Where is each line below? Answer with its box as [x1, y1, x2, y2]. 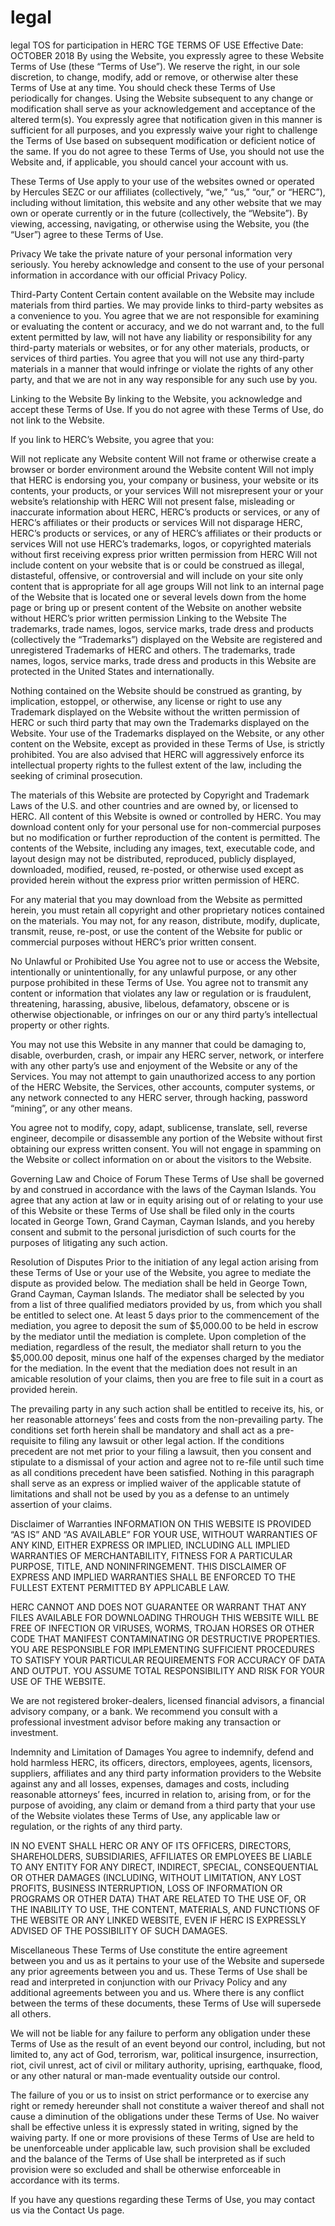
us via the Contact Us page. [10, 2204, 125, 2216]
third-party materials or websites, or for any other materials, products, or [10, 341, 310, 353]
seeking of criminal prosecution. [10, 769, 143, 781]
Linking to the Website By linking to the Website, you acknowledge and [10, 392, 303, 405]
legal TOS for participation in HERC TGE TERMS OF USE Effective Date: [10, 39, 304, 51]
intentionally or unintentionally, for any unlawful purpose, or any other [10, 966, 297, 978]
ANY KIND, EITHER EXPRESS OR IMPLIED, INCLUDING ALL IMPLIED [10, 1539, 291, 1551]
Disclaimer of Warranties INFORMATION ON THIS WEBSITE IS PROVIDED [10, 1517, 312, 1530]
